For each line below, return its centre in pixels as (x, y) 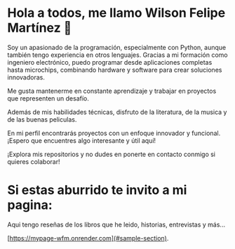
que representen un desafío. (48, 98)
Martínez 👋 (40, 28)
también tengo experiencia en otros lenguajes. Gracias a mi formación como (117, 55)
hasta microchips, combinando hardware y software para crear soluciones (115, 70)
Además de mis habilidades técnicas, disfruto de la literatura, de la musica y (117, 112)
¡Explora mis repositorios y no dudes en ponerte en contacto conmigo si (112, 154)
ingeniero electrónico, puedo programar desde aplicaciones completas (110, 62)
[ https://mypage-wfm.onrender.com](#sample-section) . (88, 238)
